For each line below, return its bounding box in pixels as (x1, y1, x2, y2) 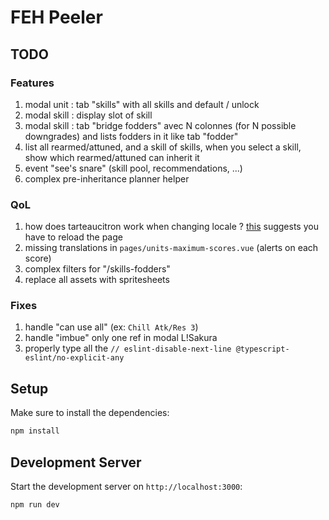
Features (10, 76, 55, 90)
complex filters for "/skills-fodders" (24, 263, 171, 275)
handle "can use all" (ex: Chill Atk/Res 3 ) (24, 321, 199, 333)
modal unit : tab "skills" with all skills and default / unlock (24, 98, 260, 110)
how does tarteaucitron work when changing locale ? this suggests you (24, 221, 319, 233)
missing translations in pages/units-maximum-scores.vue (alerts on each (24, 242, 319, 254)
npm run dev (10, 499, 60, 510)
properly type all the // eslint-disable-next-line (24, 342, 232, 355)
